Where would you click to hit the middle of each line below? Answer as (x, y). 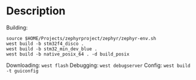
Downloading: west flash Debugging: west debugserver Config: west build (98, 65)
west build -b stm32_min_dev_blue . (52, 49)
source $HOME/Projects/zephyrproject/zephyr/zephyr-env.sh (81, 38)
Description (36, 11)
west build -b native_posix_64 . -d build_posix (68, 54)
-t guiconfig (22, 71)
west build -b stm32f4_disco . (45, 44)
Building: (17, 27)
